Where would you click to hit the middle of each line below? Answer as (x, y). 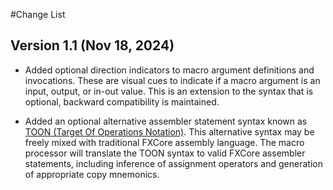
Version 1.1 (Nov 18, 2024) (92, 45)
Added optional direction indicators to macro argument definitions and (169, 70)
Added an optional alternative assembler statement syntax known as (166, 121)
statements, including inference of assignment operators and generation (173, 163)
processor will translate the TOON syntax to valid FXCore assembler (165, 153)
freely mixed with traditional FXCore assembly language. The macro (164, 142)
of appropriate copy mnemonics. (92, 174)
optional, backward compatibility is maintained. (122, 101)
